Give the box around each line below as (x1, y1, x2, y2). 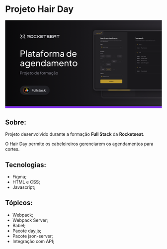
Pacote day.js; (12, 228, 42, 234)
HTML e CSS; (12, 179, 41, 185)
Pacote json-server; (12, 233, 53, 239)
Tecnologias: (5, 161, 46, 169)
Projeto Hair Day (5, 3, 74, 15)
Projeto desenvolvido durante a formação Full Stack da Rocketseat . (5, 131, 145, 137)
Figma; (12, 174, 27, 180)
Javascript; (12, 184, 36, 190)
